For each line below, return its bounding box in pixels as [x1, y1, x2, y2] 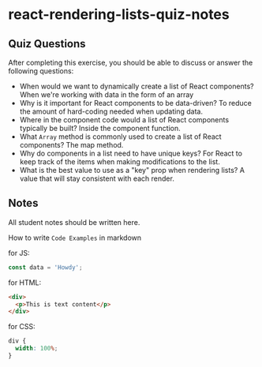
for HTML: [8, 278, 42, 287]
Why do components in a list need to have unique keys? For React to [19, 148, 243, 158]
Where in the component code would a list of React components [19, 115, 230, 124]
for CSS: [8, 322, 36, 331]
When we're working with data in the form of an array [19, 90, 194, 99]
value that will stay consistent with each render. [19, 174, 175, 183]
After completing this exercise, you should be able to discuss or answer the [8, 58, 253, 67]
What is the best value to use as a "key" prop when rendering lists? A [19, 166, 245, 174]
